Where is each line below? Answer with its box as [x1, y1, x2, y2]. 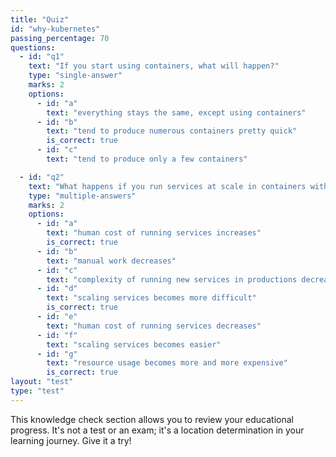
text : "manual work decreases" [46, 256, 177, 266]
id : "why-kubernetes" [10, 24, 101, 34]
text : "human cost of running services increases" [46, 228, 262, 238]
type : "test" [10, 386, 65, 396]
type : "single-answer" [28, 71, 123, 81]
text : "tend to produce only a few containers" [46, 154, 248, 164]
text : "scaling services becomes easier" [46, 339, 222, 350]
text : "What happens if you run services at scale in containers [28, 181, 307, 191]
